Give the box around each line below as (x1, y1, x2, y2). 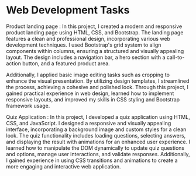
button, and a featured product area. (22, 59, 110, 67)
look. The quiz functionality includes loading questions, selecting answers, (6, 132, 186, 139)
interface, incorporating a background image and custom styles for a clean (6, 126, 187, 133)
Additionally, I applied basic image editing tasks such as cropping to (6, 71, 170, 78)
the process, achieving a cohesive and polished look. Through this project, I (6, 83, 189, 90)
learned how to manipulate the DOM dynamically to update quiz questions (6, 144, 185, 152)
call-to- (166, 54, 185, 61)
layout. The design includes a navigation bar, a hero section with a (6, 54, 166, 61)
